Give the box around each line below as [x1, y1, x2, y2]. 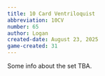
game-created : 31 [7, 43, 58, 50]
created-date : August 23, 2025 [7, 36, 99, 43]
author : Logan [7, 29, 49, 37]
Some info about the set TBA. [7, 62, 92, 70]
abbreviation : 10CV [7, 17, 64, 24]
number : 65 [7, 23, 39, 30]
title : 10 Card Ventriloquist [7, 10, 96, 17]
